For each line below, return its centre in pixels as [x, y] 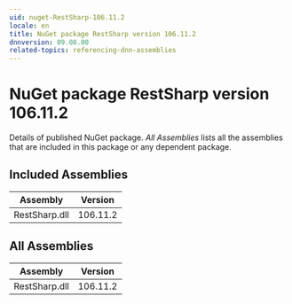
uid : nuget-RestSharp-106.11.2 [67, 17]
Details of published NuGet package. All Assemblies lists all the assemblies [146, 137]
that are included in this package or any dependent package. [121, 147]
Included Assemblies [69, 175]
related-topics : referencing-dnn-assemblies [93, 51]
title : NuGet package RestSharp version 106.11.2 [103, 34]
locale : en [29, 26]
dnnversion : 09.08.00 [49, 42]
